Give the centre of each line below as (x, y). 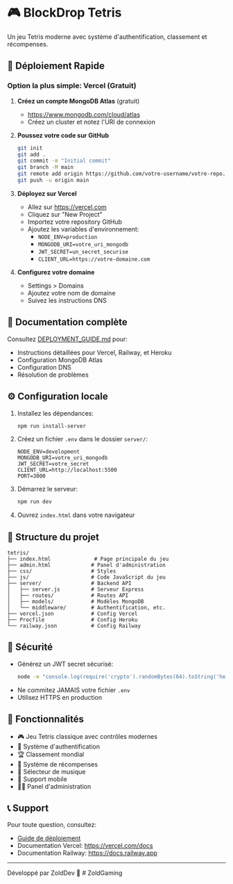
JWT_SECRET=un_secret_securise (83, 252)
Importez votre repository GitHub (75, 222)
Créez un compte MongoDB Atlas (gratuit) (78, 101)
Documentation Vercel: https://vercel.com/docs (85, 846)
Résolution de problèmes (53, 375)
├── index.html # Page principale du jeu (88, 559)
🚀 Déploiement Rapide (56, 66)
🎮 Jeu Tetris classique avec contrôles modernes (87, 736)
